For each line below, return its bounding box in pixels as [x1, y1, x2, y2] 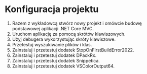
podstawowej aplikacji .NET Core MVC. [12, 25, 94, 31]
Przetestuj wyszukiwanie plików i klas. [12, 41, 92, 47]
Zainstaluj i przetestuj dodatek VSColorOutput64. [12, 63, 115, 69]
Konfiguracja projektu [5, 4, 99, 15]
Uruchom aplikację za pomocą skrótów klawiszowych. [12, 31, 126, 37]
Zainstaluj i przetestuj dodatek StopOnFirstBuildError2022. [12, 47, 134, 53]
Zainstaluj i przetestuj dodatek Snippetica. [12, 57, 100, 63]
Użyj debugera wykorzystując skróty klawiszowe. [12, 36, 116, 42]
